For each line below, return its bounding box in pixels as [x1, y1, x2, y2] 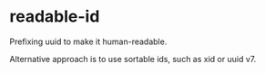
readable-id [9, 6, 100, 27]
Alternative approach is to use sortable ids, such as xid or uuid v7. [9, 53, 257, 64]
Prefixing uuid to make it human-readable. [9, 36, 168, 47]
